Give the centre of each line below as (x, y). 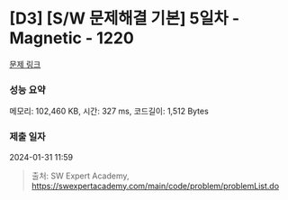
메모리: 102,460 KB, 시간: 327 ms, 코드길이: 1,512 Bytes (109, 111)
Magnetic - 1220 (72, 38)
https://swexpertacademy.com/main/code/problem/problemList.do (155, 186)
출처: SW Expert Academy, (80, 176)
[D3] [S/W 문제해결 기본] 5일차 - (125, 18)
